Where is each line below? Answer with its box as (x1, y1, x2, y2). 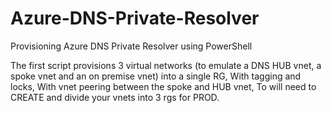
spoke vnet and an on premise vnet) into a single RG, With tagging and (10, 70, 302, 82)
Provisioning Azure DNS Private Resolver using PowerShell (10, 40, 253, 52)
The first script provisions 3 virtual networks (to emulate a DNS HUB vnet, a (10, 59, 322, 71)
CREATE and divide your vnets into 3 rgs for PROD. (10, 91, 220, 103)
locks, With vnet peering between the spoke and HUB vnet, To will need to (10, 80, 317, 92)
